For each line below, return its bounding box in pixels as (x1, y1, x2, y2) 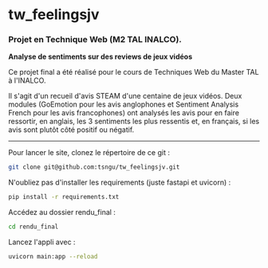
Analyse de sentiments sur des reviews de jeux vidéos (8, 52, 193, 61)
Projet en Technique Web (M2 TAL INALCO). (8, 34, 182, 45)
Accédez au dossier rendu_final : (8, 208, 116, 217)
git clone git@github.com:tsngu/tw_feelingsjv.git (8, 163, 180, 172)
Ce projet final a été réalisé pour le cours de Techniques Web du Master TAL (8, 68, 259, 77)
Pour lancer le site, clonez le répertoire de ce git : (8, 148, 170, 157)
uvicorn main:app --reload (8, 253, 98, 261)
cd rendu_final (8, 223, 59, 231)
